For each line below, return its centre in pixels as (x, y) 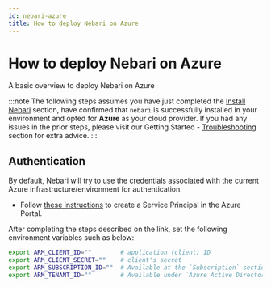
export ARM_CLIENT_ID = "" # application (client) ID (110, 253)
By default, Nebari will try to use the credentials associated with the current (134, 181)
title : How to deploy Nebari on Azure (73, 23)
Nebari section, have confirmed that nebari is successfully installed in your (133, 110)
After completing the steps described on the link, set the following (118, 229)
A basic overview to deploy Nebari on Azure (81, 86)
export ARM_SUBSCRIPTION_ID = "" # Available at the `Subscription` (124, 268)
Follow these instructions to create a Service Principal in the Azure (130, 205)
